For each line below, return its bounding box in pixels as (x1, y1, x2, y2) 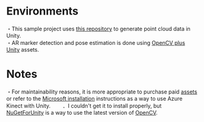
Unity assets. (6, 46, 40, 53)
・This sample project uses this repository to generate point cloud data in (6, 25, 191, 32)
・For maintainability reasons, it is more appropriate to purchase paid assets (6, 88, 198, 95)
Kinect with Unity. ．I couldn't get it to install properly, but (6, 102, 162, 109)
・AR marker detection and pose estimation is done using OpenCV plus (6, 39, 186, 46)
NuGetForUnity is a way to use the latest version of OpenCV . (6, 109, 158, 116)
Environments (6, 4, 79, 18)
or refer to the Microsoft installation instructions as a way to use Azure (6, 95, 183, 102)
